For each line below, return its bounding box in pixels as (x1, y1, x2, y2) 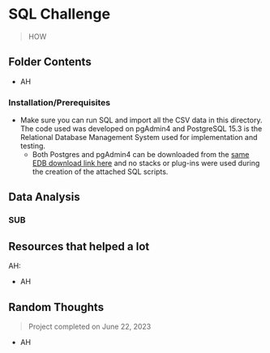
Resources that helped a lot (8, 240, 150, 253)
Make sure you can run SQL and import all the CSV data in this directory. (19, 115, 263, 125)
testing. (19, 141, 46, 151)
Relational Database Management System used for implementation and (19, 133, 258, 142)
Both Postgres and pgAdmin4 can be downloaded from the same (32, 150, 250, 159)
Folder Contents (8, 55, 92, 69)
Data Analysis (8, 190, 81, 204)
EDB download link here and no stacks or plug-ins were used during (32, 159, 260, 168)
